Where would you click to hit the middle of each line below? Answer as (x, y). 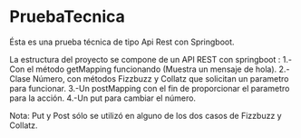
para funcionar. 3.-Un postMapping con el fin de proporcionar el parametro (150, 88)
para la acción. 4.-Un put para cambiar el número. (103, 98)
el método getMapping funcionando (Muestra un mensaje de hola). (152, 69)
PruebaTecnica (67, 17)
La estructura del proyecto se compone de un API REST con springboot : (145, 59)
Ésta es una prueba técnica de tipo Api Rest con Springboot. (122, 42)
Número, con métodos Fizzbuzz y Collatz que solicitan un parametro (160, 78)
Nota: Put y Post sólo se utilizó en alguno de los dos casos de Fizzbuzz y (146, 115)
